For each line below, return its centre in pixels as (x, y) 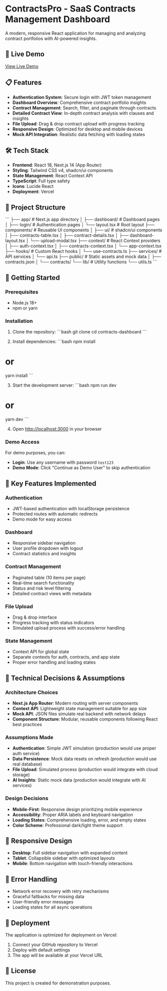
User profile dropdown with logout (48, 548)
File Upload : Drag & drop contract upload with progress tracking (78, 123)
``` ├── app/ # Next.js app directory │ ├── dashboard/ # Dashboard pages (83, 219)
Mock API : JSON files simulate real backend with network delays (79, 714)
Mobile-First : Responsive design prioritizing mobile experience (77, 809)
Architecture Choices (32, 692)
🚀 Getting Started (33, 278)
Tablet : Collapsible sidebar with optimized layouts (64, 858)
